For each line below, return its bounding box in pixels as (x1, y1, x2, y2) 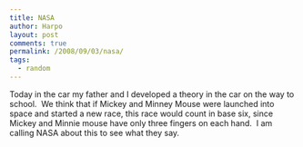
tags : (9, 55, 30, 64)
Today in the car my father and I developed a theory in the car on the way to (9, 88, 295, 100)
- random (17, 64, 51, 73)
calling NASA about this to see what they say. (9, 127, 180, 138)
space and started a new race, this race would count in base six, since (9, 108, 274, 119)
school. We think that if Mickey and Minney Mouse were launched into (9, 98, 275, 109)
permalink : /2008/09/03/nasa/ (9, 47, 125, 56)
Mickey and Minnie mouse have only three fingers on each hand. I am (9, 117, 273, 128)
